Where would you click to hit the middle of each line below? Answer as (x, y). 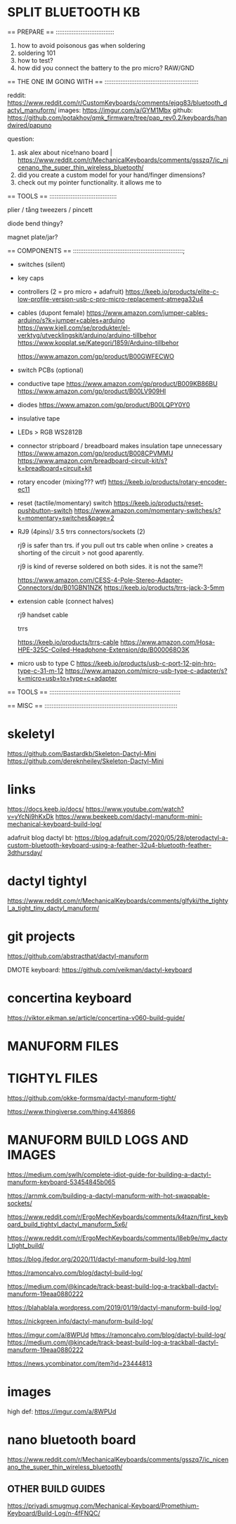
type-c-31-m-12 (40, 671)
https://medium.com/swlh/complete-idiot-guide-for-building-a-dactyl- (110, 1175)
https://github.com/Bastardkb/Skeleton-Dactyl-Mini (82, 753)
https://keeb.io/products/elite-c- (172, 291)
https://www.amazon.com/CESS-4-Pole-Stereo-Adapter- (100, 580)
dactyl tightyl (47, 881)
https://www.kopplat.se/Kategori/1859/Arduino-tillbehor (98, 342)
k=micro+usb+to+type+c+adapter (67, 678)
